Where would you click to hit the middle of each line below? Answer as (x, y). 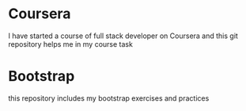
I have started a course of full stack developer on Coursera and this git (123, 36)
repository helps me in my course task (70, 44)
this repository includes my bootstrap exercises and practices (109, 98)
